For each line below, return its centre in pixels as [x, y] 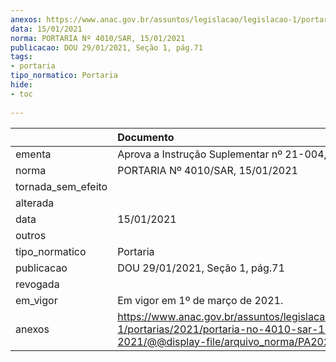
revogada [37, 284]
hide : [21, 85]
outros [31, 235]
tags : [21, 57]
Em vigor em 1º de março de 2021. [200, 300]
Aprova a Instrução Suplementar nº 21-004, [222, 154]
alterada [35, 203]
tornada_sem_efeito [61, 186]
